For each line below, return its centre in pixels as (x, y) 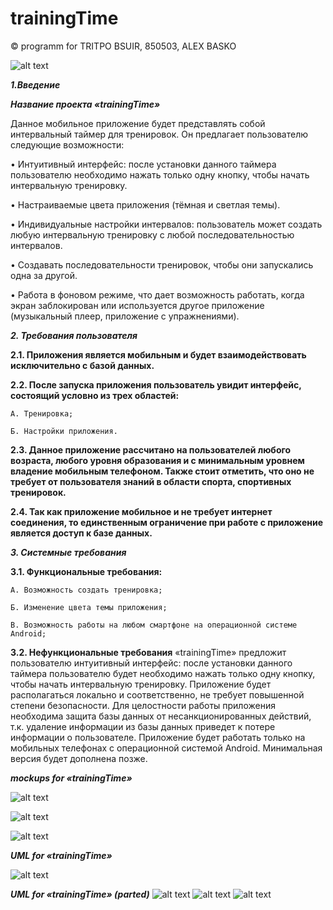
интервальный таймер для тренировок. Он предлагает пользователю (159, 134)
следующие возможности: (67, 144)
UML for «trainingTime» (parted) (80, 894)
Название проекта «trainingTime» (85, 104)
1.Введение (35, 84)
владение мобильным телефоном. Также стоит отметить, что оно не (162, 471)
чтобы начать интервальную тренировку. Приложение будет (141, 684)
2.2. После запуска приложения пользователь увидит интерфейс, (156, 384)
